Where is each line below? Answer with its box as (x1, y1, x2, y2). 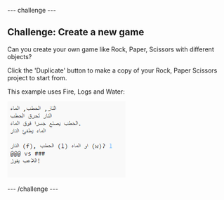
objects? (7, 52, 32, 61)
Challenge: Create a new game (7, 26, 145, 38)
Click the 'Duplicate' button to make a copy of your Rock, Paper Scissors (7, 66, 218, 75)
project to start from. (7, 73, 67, 82)
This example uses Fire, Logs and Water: (7, 87, 125, 96)
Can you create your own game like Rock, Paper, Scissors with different (7, 45, 214, 54)
